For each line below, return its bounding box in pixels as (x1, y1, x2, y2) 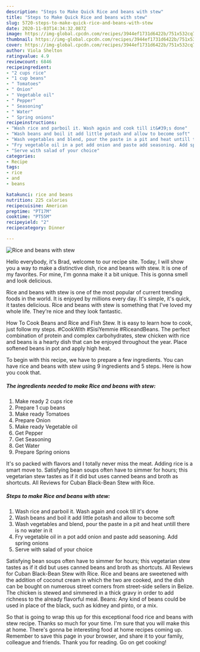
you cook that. (6, 368, 42, 376)
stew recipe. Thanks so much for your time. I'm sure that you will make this (6, 619, 190, 627)
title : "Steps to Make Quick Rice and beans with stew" (6, 14, 148, 20)
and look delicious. (6, 277, 52, 284)
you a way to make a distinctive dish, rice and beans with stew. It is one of (6, 264, 188, 272)
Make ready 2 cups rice (14, 398, 73, 405)
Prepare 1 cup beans (14, 404, 65, 411)
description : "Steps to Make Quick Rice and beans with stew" (6, 8, 164, 15)
